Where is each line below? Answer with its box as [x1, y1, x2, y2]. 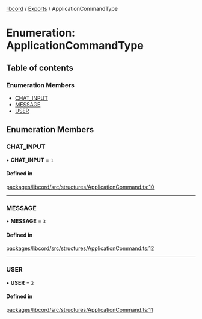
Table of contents [6, 62, 73, 73]
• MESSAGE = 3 [6, 217, 46, 225]
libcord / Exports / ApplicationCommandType [6, 5, 118, 12]
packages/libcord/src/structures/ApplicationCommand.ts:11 [6, 306, 153, 313]
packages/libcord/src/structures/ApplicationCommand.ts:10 [6, 183, 155, 190]
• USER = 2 [6, 279, 34, 286]
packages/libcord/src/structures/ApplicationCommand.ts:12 [6, 245, 155, 252]
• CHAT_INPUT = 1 [6, 156, 54, 163]
